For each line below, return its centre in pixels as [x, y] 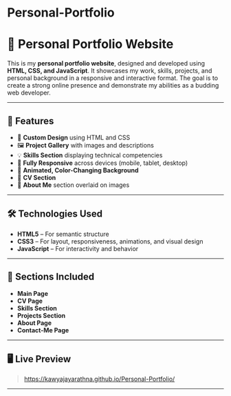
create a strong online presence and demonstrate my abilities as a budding [113, 86]
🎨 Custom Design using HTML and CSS [74, 137]
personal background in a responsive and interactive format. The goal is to [113, 78]
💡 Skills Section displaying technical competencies [90, 155]
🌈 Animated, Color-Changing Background [78, 170]
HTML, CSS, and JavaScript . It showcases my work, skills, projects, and [110, 71]
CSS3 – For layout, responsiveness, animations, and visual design [110, 241]
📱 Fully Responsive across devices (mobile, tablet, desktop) [102, 163]
